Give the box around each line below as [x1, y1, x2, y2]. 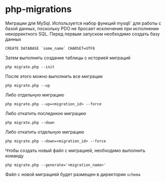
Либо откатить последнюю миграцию [5, 110, 86, 116]
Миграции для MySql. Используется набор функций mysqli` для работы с [5, 20, 161, 26]
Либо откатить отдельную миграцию [5, 129, 84, 135]
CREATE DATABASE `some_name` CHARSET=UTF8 [5, 46, 95, 51]
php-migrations [5, 4, 72, 15]
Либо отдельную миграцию [5, 92, 64, 98]
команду [5, 152, 24, 159]
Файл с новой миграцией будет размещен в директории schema [5, 171, 141, 177]
